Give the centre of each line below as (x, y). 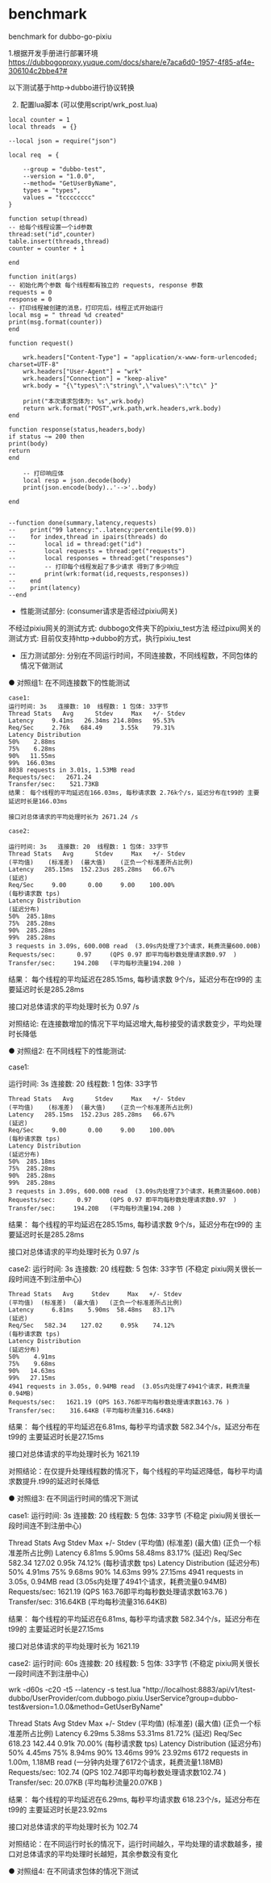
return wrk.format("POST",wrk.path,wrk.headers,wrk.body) (122, 408)
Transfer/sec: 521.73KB (54, 784)
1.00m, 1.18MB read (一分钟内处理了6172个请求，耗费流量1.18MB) (116, 1762)
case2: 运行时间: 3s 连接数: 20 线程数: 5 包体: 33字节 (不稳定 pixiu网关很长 (132, 1269)
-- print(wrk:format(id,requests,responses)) (99, 574)
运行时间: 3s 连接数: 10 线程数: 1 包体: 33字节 (88, 706)
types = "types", (52, 190)
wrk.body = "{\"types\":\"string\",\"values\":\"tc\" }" (121, 385)
